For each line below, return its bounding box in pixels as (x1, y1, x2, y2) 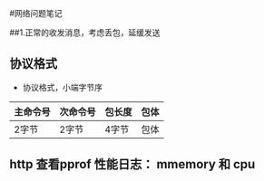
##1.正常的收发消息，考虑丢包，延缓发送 (9, 27, 161, 38)
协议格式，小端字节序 (22, 81, 103, 92)
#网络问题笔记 (9, 8, 63, 18)
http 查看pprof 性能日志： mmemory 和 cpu (9, 157, 256, 172)
